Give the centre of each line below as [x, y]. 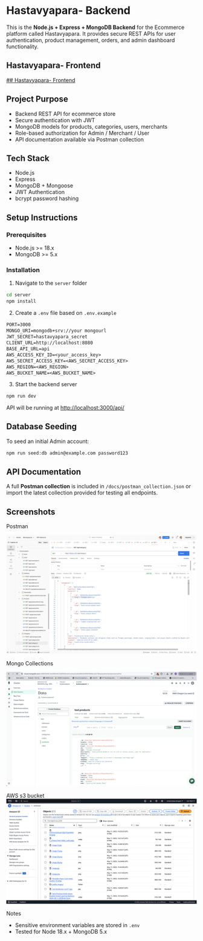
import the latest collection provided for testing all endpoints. [82, 493]
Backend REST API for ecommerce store [65, 114]
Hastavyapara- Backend [69, 11]
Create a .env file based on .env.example [66, 313]
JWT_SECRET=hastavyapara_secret [47, 337]
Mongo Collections [30, 664]
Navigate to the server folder [51, 283]
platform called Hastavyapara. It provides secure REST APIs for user [91, 33]
